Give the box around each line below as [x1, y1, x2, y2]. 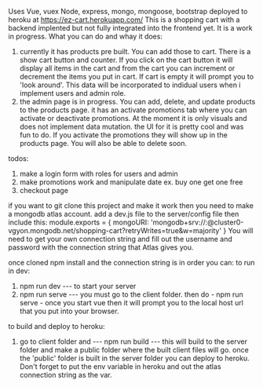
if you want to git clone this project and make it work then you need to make [8, 201, 254, 210]
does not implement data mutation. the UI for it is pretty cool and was [19, 122, 244, 131]
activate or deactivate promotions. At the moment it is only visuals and [19, 114, 247, 122]
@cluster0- [207, 217, 244, 227]
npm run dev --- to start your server [19, 282, 137, 290]
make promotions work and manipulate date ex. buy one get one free [19, 177, 243, 187]
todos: [8, 154, 29, 163]
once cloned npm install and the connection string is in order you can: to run [8, 258, 255, 267]
